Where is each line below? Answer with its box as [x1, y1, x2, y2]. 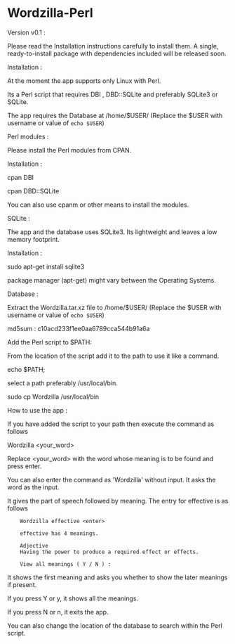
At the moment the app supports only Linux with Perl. [7, 76, 161, 85]
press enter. [7, 462, 42, 470]
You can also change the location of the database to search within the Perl [7, 621, 222, 630]
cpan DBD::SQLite [7, 186, 60, 195]
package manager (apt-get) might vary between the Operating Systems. [7, 276, 216, 284]
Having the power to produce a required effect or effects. [20, 548, 199, 555]
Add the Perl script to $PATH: [7, 337, 93, 346]
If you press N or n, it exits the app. [7, 607, 109, 616]
